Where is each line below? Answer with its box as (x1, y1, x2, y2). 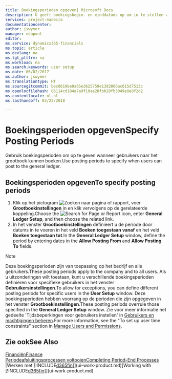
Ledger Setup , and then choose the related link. (12, 216, 114, 222)
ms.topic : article (5, 46, 45, 51)
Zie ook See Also (5, 338, 58, 346)
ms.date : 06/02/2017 (5, 70, 50, 75)
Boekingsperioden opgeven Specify (5, 124, 159, 136)
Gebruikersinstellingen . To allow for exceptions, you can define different (5, 285, 159, 291)
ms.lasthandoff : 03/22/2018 (5, 98, 66, 103)
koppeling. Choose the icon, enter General (12, 210, 163, 217)
